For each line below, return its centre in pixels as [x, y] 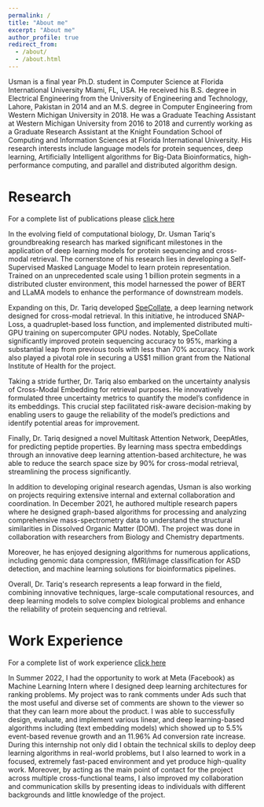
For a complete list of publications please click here [92, 218]
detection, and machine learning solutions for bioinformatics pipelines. [122, 569]
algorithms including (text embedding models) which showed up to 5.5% [126, 728]
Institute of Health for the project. [62, 365]
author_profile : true [44, 37]
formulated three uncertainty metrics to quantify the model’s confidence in [129, 398]
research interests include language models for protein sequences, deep [126, 148]
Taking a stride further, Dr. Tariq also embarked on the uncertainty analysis [129, 381]
